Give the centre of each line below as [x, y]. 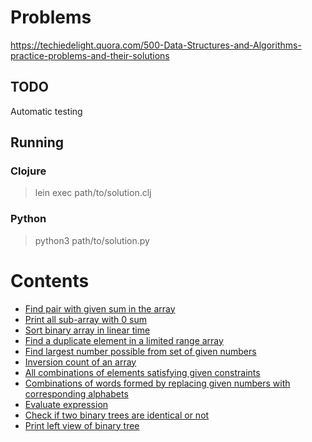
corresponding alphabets [76, 393]
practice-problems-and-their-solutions [90, 55]
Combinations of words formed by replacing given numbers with [157, 383]
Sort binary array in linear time [87, 330]
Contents [50, 280]
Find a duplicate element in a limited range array [124, 340]
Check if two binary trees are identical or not [117, 415]
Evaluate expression [66, 404]
